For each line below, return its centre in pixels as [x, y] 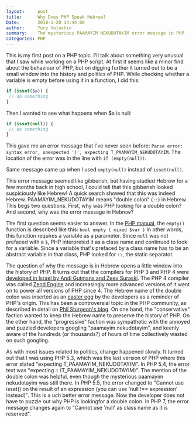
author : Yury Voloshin [39, 28]
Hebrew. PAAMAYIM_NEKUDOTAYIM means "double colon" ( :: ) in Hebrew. [97, 200]
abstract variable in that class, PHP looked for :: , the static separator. [90, 255]
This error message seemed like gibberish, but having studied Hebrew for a [97, 181]
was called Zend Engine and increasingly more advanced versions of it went [98, 284]
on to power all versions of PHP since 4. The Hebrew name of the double [94, 291]
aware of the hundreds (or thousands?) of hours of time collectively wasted [97, 334]
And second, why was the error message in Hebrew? [70, 212]
